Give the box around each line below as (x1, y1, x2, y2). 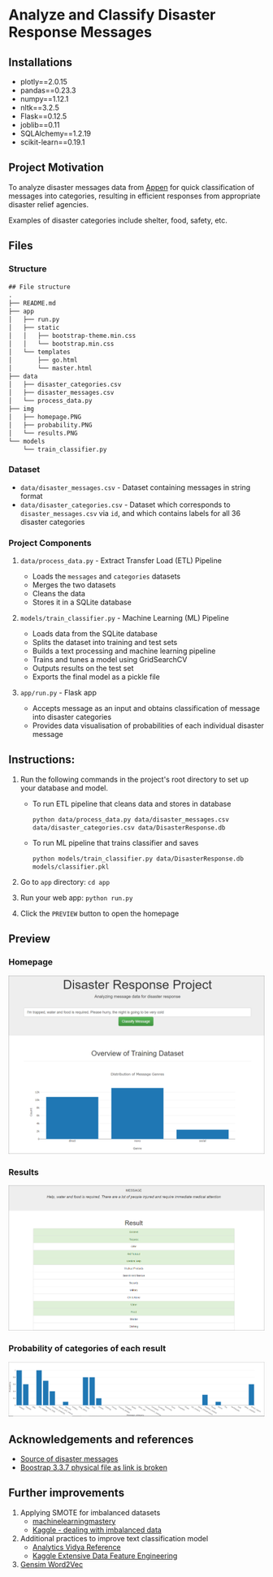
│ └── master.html (8, 364, 93, 372)
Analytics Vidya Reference (32, 1542, 122, 1552)
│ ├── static (8, 323, 60, 331)
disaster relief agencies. (8, 199, 89, 209)
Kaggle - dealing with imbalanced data (32, 1525, 162, 1535)
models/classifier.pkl (32, 863, 110, 871)
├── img (8, 405, 35, 413)
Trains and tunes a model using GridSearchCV (32, 655, 188, 665)
